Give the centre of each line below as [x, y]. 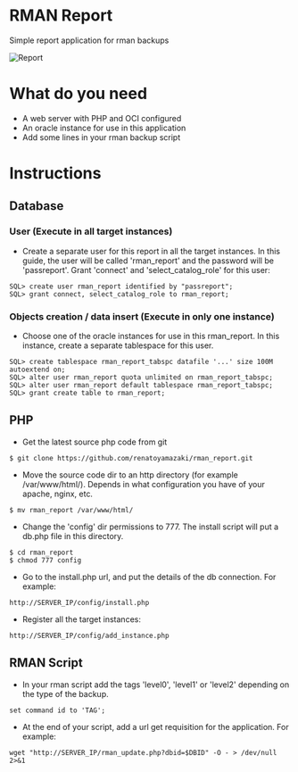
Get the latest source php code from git [95, 442]
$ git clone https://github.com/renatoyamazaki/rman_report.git [131, 458]
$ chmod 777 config [46, 560]
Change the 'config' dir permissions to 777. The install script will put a [150, 527]
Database [37, 206]
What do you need [79, 94]
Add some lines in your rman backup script [101, 137]
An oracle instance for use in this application [104, 128]
